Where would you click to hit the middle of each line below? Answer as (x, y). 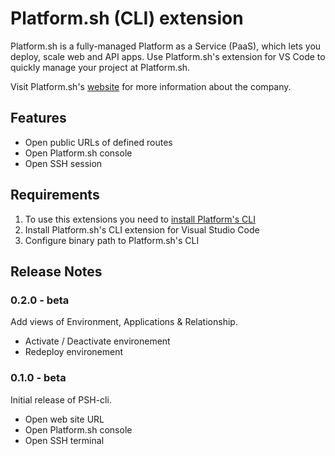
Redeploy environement (74, 352)
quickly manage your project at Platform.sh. (100, 67)
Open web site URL (64, 419)
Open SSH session (63, 163)
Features (38, 118)
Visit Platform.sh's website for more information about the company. (151, 86)
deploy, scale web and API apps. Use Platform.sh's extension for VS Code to (168, 56)
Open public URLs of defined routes (98, 142)
